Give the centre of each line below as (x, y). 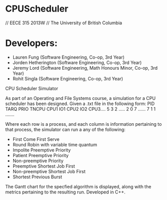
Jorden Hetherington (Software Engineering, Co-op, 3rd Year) (77, 62)
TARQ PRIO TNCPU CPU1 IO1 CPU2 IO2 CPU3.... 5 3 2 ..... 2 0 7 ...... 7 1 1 (80, 109)
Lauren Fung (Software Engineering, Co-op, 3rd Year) (69, 57)
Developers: (31, 43)
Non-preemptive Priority (38, 161)
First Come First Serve (36, 139)
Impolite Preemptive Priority (41, 150)
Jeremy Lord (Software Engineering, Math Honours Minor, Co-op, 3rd (85, 68)
